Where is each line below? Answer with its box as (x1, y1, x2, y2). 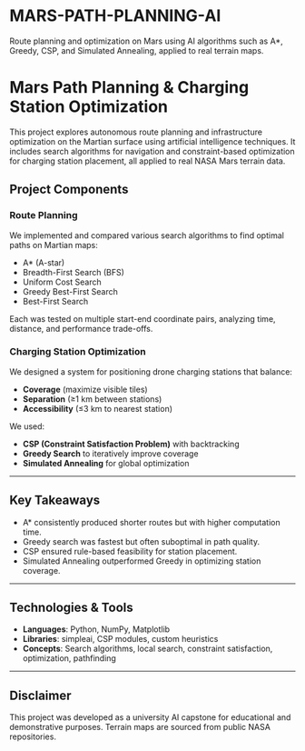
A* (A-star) (22, 256, 65, 268)
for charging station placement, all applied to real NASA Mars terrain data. (9, 155, 286, 166)
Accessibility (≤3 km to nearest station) (22, 403, 173, 414)
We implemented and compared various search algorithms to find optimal (9, 229, 284, 241)
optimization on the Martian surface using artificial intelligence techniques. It (9, 135, 296, 146)
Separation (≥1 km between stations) (22, 393, 162, 405)
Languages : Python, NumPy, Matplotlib (22, 624, 171, 635)
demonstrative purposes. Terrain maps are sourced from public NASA (9, 722, 271, 733)
